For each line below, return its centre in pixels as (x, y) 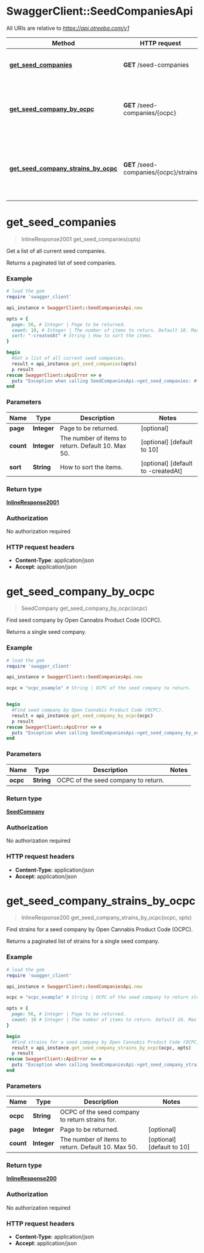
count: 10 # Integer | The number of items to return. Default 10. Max (104, 1020)
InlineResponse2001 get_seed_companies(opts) (81, 239)
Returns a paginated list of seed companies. (61, 263)
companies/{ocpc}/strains (161, 172)
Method (63, 43)
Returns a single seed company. (46, 632)
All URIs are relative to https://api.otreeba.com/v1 (68, 28)
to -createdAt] (161, 470)
